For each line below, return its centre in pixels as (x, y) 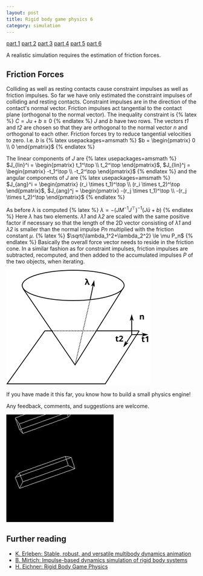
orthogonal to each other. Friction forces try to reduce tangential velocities (99, 134)
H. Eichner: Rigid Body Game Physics (61, 566)
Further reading (36, 539)
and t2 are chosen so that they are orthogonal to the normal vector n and (97, 128)
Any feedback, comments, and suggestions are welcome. (78, 406)
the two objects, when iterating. (46, 261)
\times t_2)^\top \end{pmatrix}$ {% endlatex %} (66, 197)
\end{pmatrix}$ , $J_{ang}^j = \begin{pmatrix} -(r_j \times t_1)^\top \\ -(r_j (97, 191)
